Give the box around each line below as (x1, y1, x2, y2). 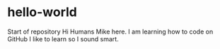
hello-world (7, 4, 78, 20)
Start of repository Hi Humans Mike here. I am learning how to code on (7, 27, 214, 36)
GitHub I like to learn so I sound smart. (7, 34, 119, 43)
